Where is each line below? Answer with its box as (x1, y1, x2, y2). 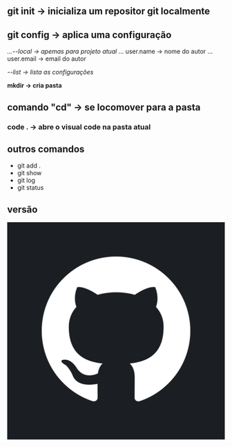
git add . (17, 161, 41, 170)
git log (17, 176, 36, 185)
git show (17, 169, 42, 177)
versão (7, 203, 38, 215)
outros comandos (7, 143, 85, 155)
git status (17, 183, 44, 192)
